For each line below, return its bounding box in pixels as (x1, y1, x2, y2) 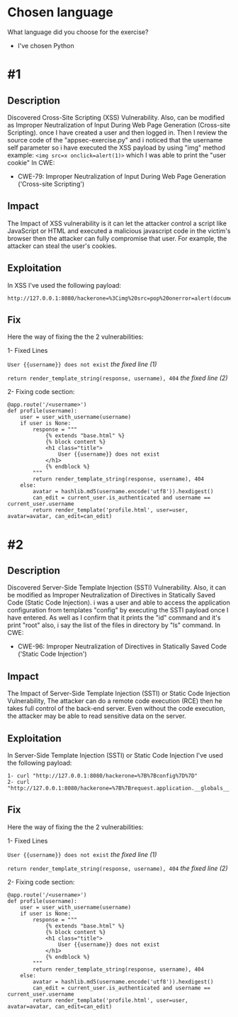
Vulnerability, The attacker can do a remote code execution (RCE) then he (7, 697, 222, 705)
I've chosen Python (17, 41, 74, 50)
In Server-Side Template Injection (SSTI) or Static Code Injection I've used (7, 751, 223, 759)
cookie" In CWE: (7, 158, 55, 167)
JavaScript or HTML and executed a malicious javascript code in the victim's (7, 226, 231, 235)
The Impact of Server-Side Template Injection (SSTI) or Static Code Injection (7, 689, 230, 698)
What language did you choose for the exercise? (7, 28, 149, 36)
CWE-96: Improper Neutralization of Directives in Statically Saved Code (17, 642, 227, 651)
